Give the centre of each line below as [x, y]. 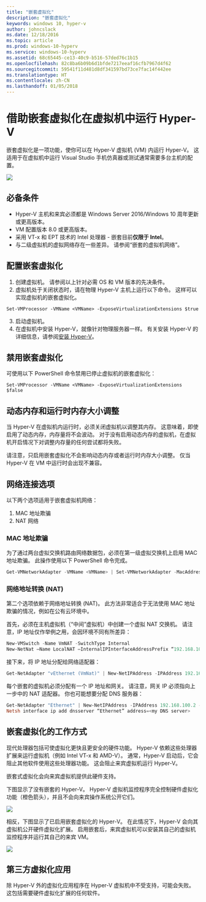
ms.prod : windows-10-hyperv [42, 47]
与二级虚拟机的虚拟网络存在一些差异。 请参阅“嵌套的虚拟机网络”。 [99, 245]
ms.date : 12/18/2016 [33, 35]
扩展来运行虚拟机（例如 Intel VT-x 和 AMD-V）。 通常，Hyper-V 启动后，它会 [103, 755]
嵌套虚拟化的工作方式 [47, 732]
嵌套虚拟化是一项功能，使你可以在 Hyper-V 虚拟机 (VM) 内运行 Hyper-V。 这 [103, 150]
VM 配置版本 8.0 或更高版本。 [53, 229]
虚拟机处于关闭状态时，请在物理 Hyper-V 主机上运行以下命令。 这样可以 [106, 289]
